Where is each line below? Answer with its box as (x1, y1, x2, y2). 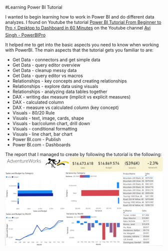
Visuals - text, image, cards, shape (12, 115, 84, 121)
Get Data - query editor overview (12, 62, 81, 68)
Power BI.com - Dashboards (12, 142, 71, 147)
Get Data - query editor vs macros (12, 72, 83, 78)
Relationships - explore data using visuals (12, 83, 98, 89)
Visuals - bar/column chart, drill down (12, 120, 90, 126)
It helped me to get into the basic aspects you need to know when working (5, 42, 159, 47)
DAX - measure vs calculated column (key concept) (12, 104, 119, 110)
